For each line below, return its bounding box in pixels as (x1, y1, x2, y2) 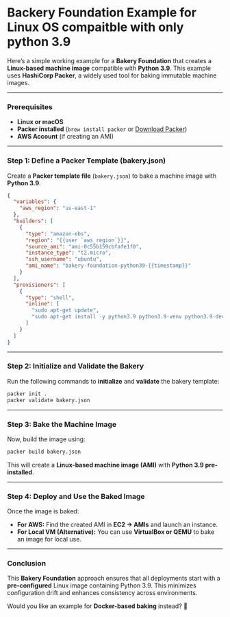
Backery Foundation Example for (7, 5, 197, 21)
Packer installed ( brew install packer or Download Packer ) (16, 125, 188, 133)
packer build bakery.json (7, 448, 81, 455)
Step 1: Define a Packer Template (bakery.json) (7, 156, 166, 165)
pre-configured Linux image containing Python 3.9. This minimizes (7, 581, 196, 590)
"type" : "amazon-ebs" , (25, 230, 90, 237)
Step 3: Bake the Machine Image (7, 419, 117, 429)
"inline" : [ (25, 301, 60, 307)
